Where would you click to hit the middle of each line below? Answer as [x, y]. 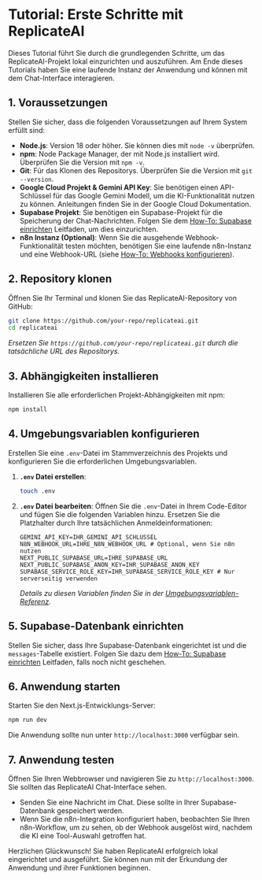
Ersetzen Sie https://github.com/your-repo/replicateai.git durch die [123, 343]
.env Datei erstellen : [53, 476]
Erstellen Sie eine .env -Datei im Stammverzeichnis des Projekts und [118, 453]
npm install [28, 410]
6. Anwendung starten [64, 686]
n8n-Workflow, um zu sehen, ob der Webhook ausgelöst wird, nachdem [136, 827]
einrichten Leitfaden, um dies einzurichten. [89, 229]
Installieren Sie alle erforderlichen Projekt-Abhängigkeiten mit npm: [117, 395]
